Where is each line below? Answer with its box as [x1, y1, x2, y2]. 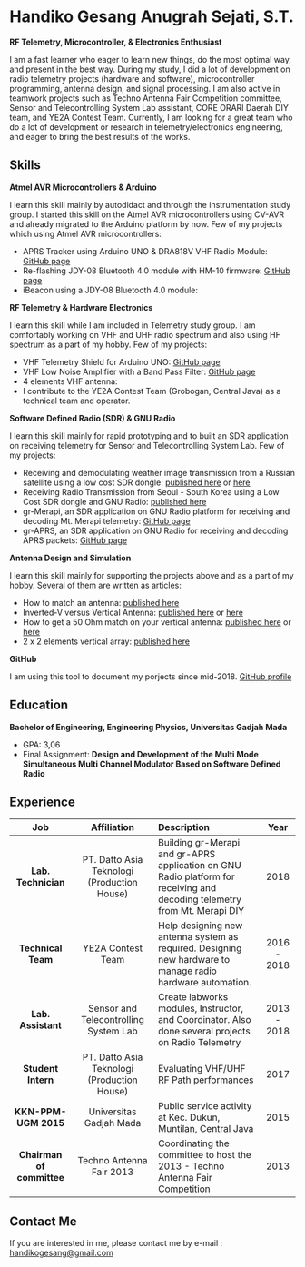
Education [9, 698, 69, 713]
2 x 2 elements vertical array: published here [22, 636, 191, 647]
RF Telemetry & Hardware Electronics [9, 302, 153, 312]
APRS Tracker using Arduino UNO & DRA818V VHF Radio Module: [22, 245, 268, 256]
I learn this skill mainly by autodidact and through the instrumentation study [9, 199, 291, 210]
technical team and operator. [22, 395, 131, 406]
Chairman [18, 1149, 63, 1162]
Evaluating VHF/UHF [157, 1063, 246, 1075]
